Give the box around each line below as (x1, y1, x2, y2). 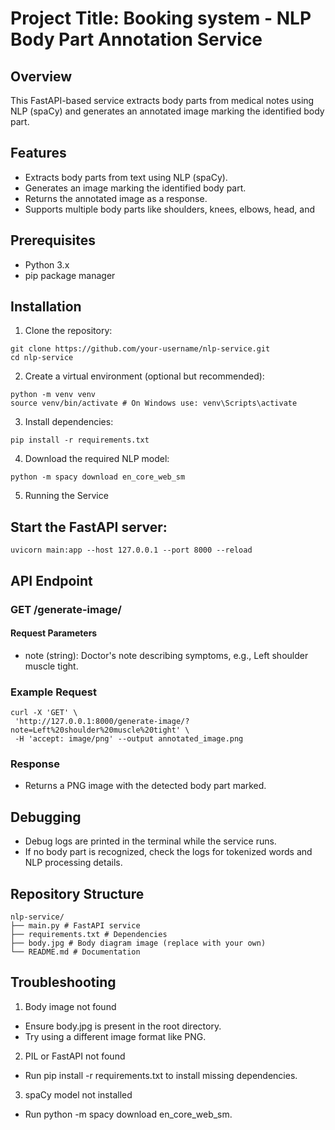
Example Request (10, 685, 97, 699)
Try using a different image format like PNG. (24, 1030, 207, 1042)
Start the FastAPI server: (10, 518, 168, 536)
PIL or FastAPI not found (24, 1050, 126, 1062)
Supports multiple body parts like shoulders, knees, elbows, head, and (24, 203, 316, 215)
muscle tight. (24, 660, 79, 672)
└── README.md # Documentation (10, 947, 141, 957)
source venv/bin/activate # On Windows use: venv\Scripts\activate (10, 398, 298, 409)
